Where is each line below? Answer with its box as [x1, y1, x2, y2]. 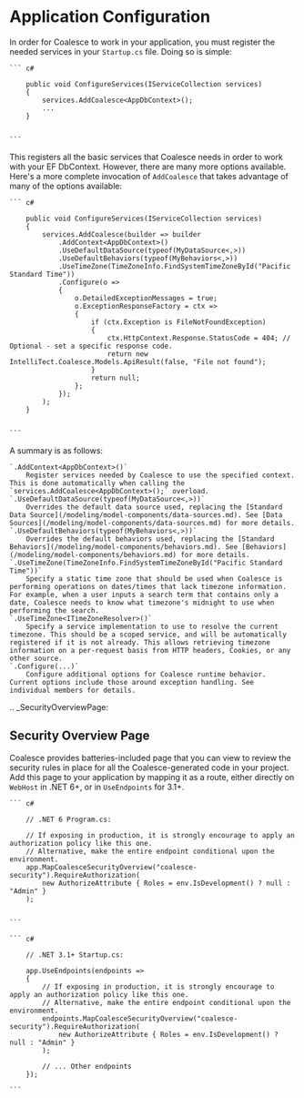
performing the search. [9, 605, 100, 615]
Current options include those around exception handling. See [9, 677, 255, 686]
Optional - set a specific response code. [9, 341, 173, 351]
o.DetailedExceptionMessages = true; [74, 293, 218, 302]
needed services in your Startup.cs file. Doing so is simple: [9, 46, 232, 56]
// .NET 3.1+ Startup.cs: [25, 950, 125, 960]
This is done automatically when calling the [9, 478, 185, 488]
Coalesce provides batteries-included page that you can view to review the [9, 752, 291, 763]
